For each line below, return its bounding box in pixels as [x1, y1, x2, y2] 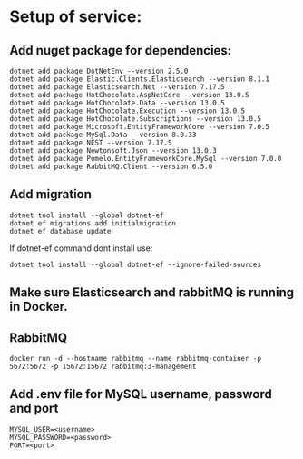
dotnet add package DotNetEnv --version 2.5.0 [9, 66, 189, 75]
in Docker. [9, 299, 68, 314]
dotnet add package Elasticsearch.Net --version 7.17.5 [9, 83, 225, 92]
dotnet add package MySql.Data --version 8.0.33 [9, 130, 197, 139]
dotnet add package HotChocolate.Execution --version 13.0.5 [9, 106, 246, 115]
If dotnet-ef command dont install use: [9, 243, 153, 254]
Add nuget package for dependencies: [9, 43, 232, 58]
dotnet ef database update [9, 226, 112, 235]
